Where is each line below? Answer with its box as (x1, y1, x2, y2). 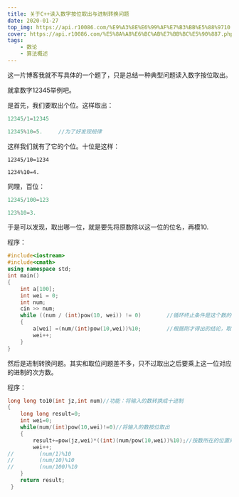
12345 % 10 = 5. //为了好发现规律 (7, 128, 102, 135)
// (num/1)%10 (7, 450, 72, 457)
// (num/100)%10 (7, 463, 78, 471)
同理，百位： (7, 182, 45, 190)
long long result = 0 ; (20, 411, 81, 418)
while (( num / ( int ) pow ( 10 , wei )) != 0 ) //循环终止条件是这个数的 (20, 312, 232, 319)
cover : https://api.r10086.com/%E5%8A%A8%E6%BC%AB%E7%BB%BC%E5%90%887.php (7, 30, 234, 38)
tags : (7, 37, 23, 44)
